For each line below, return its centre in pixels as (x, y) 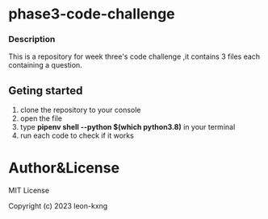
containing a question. (45, 65)
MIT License (29, 191)
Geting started (46, 91)
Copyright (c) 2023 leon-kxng (58, 206)
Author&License (64, 168)
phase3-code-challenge (92, 14)
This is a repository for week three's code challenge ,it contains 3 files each (134, 56)
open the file (41, 118)
